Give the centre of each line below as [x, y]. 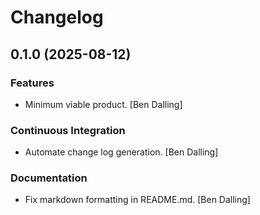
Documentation [49, 178]
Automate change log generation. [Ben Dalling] [121, 152]
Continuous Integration [68, 130]
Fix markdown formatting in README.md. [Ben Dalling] [137, 200]
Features [32, 83]
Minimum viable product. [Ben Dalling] [103, 104]
